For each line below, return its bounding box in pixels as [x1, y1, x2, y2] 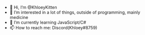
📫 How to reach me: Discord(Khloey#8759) [9, 25, 97, 30]
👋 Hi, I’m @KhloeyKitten [9, 5, 57, 10]
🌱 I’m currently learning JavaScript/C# [9, 19, 86, 25]
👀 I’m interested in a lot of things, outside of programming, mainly [9, 9, 141, 15]
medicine [9, 15, 29, 20]
